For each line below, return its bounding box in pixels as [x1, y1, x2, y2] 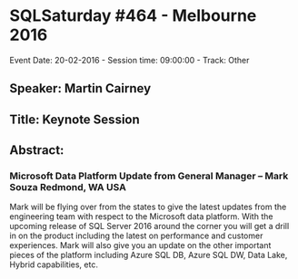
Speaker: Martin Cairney [9, 81, 152, 96]
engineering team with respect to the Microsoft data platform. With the [9, 211, 273, 222]
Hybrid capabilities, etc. [9, 259, 98, 270]
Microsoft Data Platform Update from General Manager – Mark [9, 169, 289, 182]
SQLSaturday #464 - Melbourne [9, 5, 257, 26]
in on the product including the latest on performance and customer [9, 230, 263, 241]
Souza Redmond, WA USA [9, 181, 127, 194]
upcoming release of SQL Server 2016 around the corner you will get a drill [9, 221, 290, 232]
